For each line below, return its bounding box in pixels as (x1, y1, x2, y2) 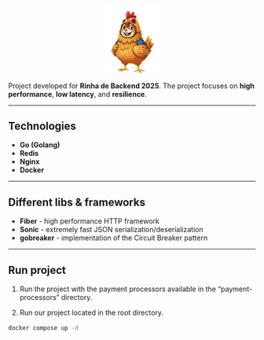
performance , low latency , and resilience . (8, 89, 148, 98)
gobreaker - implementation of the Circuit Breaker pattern (19, 233, 208, 242)
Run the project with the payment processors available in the (19, 284, 216, 294)
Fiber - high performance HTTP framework (19, 216, 159, 226)
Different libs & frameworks (8, 195, 145, 209)
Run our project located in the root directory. (19, 308, 163, 317)
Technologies (8, 119, 77, 132)
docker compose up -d (8, 323, 79, 332)
